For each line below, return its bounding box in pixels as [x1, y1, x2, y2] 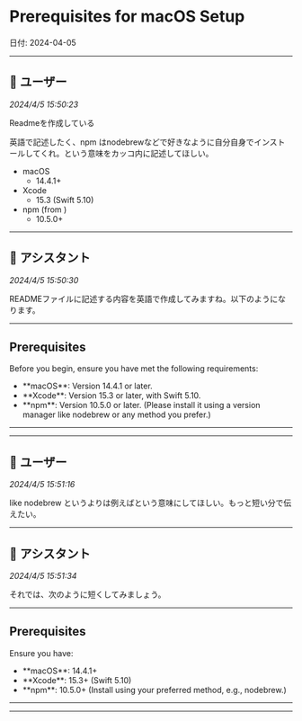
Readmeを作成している [9, 117, 95, 128]
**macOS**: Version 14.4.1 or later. [22, 380, 153, 392]
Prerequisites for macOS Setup [9, 6, 245, 27]
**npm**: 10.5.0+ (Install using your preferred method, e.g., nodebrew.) [22, 684, 288, 695]
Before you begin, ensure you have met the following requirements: [9, 363, 259, 374]
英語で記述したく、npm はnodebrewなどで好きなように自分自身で [9, 137, 254, 147]
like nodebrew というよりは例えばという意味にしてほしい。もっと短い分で [9, 497, 284, 509]
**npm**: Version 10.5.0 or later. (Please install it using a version [22, 400, 261, 411]
